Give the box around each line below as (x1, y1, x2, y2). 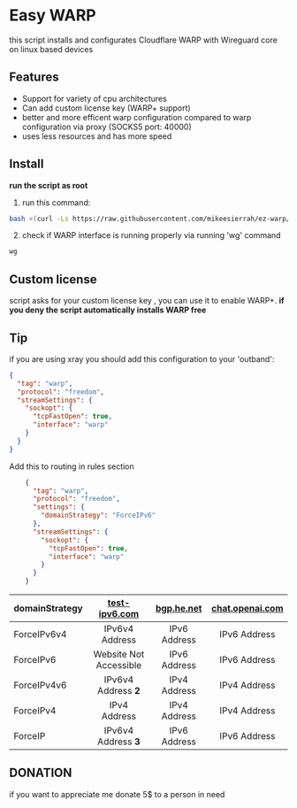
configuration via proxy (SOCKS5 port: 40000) (21, 121, 192, 132)
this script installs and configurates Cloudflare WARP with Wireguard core (9, 35, 278, 45)
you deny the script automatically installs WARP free (9, 304, 207, 315)
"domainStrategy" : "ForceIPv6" (41, 511, 156, 520)
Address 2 (96, 685, 141, 697)
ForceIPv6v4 (13, 628, 67, 641)
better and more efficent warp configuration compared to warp (21, 112, 252, 122)
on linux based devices (9, 43, 94, 54)
